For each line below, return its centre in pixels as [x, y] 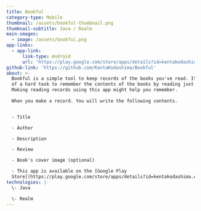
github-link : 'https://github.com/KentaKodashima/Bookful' [81, 67]
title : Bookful [25, 12]
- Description [29, 138]
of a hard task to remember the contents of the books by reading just [103, 85]
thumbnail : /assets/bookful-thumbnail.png [60, 23]
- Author [22, 128]
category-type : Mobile [34, 17]
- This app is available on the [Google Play [69, 171]
